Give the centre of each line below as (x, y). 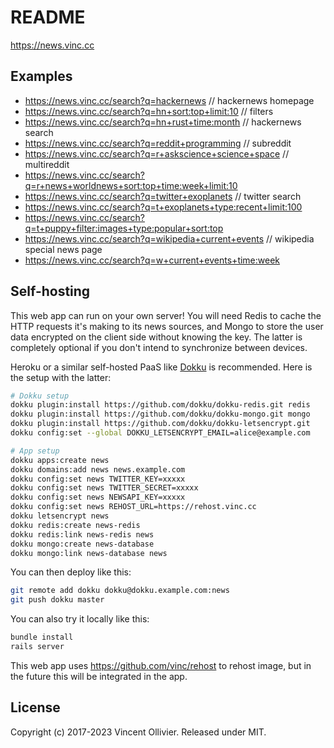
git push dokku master (57, 600)
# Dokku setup (40, 396)
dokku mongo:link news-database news (89, 553)
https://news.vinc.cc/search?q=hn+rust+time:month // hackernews (163, 122)
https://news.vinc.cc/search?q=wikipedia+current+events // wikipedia (169, 238)
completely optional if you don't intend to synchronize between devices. (159, 347)
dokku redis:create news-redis (75, 525)
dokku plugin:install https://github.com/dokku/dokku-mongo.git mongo (160, 414)
